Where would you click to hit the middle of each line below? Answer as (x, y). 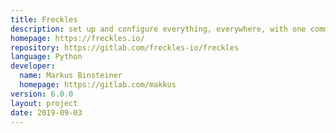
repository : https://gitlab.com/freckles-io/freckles (125, 47)
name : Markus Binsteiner (71, 76)
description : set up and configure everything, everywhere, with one (158, 29)
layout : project (44, 103)
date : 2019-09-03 (46, 112)
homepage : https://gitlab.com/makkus (98, 85)
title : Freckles (44, 19)
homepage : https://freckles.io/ (77, 38)
